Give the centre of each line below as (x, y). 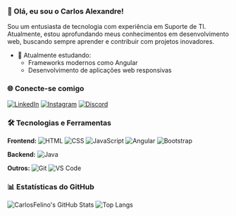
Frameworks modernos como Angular (83, 63)
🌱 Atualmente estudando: (54, 55)
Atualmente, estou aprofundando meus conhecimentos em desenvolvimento (118, 34)
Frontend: (22, 140)
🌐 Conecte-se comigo (46, 89)
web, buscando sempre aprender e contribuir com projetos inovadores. (111, 42)
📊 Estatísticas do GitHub (51, 186)
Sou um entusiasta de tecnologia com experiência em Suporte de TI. (107, 27)
